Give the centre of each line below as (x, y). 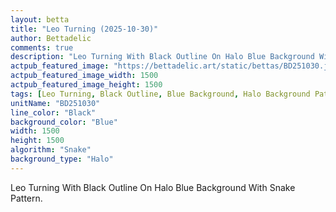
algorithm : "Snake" (51, 150)
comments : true (42, 47)
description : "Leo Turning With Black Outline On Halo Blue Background (162, 57)
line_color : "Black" (53, 112)
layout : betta (40, 19)
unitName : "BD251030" (55, 103)
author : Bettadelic (51, 38)
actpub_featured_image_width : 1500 (84, 76)
